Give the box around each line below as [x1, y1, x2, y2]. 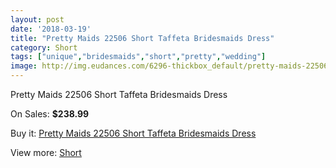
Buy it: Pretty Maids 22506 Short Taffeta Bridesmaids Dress [10, 127, 257, 139]
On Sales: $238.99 [10, 108, 90, 120]
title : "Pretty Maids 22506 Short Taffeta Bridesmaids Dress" [10, 33, 275, 43]
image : [10, 61, 38, 71]
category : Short [10, 42, 78, 53]
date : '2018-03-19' [10, 24, 92, 34]
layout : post [10, 14, 65, 25]
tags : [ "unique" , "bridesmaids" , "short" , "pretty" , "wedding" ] [10, 52, 267, 62]
